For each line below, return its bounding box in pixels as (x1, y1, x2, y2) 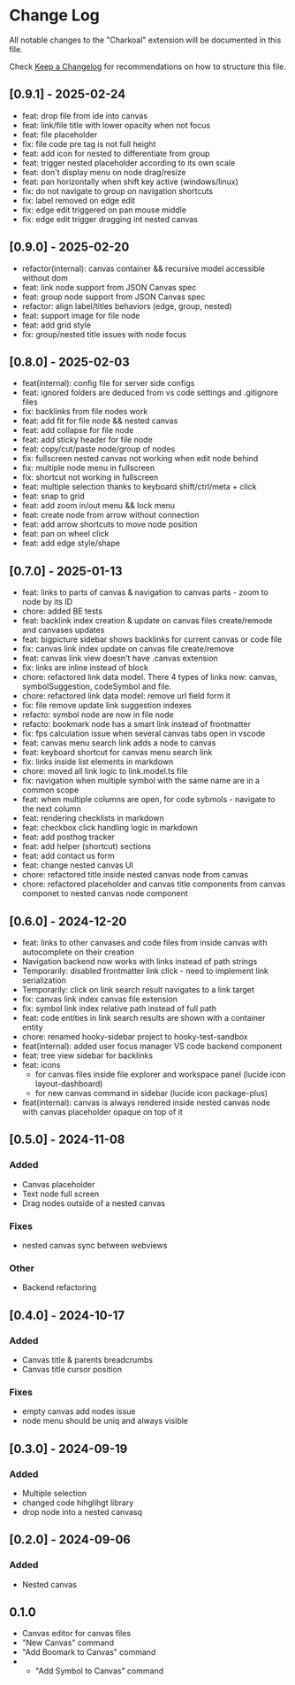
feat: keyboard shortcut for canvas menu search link (21, 747, 213, 758)
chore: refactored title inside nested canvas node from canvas (21, 870, 249, 880)
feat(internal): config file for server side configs (21, 378, 195, 389)
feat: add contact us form (21, 851, 115, 862)
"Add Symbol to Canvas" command (34, 1666, 164, 1676)
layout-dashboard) (34, 1078, 103, 1089)
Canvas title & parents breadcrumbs (21, 1354, 153, 1364)
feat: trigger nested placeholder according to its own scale (21, 157, 236, 168)
